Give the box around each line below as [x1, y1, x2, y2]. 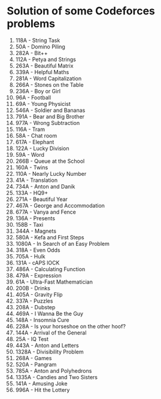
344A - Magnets [15, 227, 56, 234]
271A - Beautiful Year [15, 196, 68, 203]
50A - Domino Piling [15, 43, 65, 50]
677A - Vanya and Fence [15, 208, 77, 215]
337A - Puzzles [15, 297, 53, 304]
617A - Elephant [15, 138, 54, 145]
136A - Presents [15, 214, 56, 222]
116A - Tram [15, 126, 45, 133]
